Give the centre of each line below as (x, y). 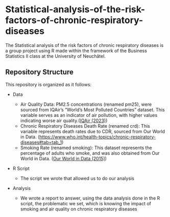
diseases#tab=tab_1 (41, 142)
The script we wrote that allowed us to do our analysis (77, 178)
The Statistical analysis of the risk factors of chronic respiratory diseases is (84, 45)
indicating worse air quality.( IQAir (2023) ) (64, 120)
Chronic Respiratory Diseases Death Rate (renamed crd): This (85, 126)
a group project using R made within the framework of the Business (76, 51)
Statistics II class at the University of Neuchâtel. (56, 56)
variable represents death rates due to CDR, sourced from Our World (92, 131)
